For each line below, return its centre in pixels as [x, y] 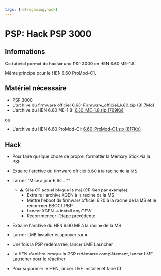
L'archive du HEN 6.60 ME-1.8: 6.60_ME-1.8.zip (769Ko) [68, 110]
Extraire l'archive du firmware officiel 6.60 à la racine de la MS [75, 171]
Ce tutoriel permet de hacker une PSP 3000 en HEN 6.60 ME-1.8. [70, 64]
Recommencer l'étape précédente [61, 216]
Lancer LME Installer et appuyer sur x [50, 235]
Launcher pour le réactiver [39, 259]
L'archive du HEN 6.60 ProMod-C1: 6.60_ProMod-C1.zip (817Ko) [76, 129]
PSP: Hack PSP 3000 [48, 33]
